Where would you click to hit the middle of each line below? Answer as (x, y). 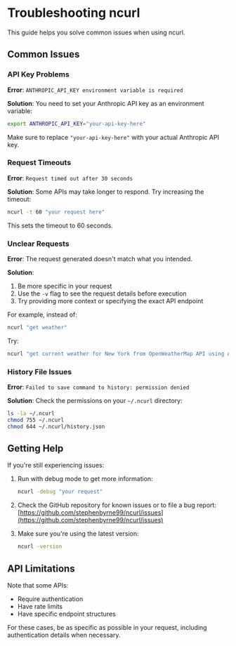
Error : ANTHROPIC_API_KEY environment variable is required (95, 90)
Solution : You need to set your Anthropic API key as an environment (106, 103)
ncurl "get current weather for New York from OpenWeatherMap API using (116, 354)
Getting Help (35, 448)
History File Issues (40, 371)
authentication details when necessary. (64, 635)
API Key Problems (39, 74)
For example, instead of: (42, 315)
